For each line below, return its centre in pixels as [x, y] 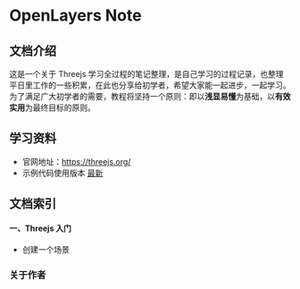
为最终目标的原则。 [60, 107]
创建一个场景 [46, 250]
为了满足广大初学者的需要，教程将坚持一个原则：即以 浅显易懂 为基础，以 [142, 96]
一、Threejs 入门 [41, 228]
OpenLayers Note [75, 16]
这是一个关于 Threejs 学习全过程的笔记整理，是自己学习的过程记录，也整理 [146, 74]
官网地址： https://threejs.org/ [76, 161]
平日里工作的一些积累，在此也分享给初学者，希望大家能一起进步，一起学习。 [150, 85]
